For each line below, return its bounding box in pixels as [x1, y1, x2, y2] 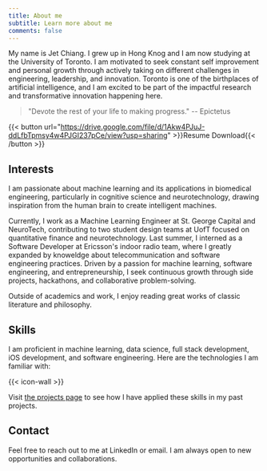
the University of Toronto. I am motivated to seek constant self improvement [8, 57, 259, 66]
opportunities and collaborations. [8, 453, 118, 463]
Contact [8, 424, 50, 437]
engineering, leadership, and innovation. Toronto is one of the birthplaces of [8, 74, 259, 84]
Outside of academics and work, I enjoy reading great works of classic [8, 292, 241, 301]
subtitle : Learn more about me [8, 19, 113, 27]
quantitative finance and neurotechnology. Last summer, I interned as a [8, 233, 242, 243]
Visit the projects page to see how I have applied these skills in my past [8, 392, 244, 401]
